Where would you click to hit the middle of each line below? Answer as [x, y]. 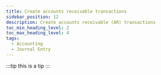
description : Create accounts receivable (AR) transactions [81, 22]
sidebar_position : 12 [32, 17]
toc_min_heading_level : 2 [37, 28]
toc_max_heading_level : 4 [37, 33]
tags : [13, 38]
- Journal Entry [31, 49]
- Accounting [27, 44]
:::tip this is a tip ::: [28, 66]
